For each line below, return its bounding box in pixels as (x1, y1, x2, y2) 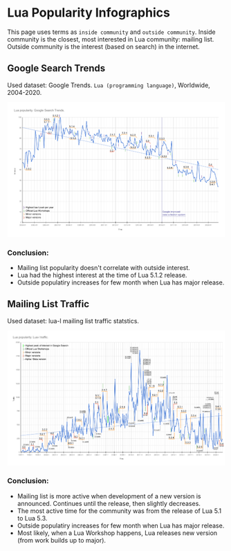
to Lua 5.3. (17, 514, 48, 522)
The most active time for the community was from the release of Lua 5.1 (17, 507, 222, 515)
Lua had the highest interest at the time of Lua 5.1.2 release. (17, 271, 187, 279)
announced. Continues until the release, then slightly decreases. (17, 499, 201, 507)
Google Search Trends (7, 62, 106, 74)
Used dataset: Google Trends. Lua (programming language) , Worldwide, (7, 81, 211, 89)
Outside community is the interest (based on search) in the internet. (7, 42, 201, 51)
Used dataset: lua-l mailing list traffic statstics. (7, 316, 140, 325)
